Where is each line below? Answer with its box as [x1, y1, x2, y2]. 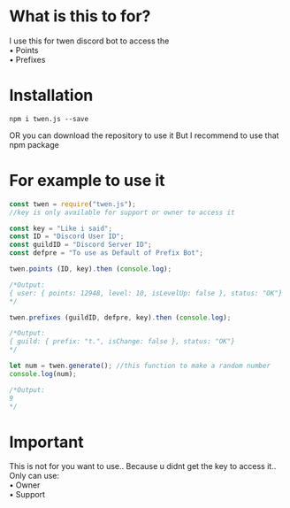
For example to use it [9, 171, 165, 191]
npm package [9, 139, 59, 150]
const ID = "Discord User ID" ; [9, 232, 125, 241]
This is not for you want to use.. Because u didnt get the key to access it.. [9, 461, 277, 472]
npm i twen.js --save [9, 114, 89, 123]
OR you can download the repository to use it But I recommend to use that [9, 130, 279, 141]
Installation [9, 86, 94, 105]
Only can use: [9, 471, 60, 481]
